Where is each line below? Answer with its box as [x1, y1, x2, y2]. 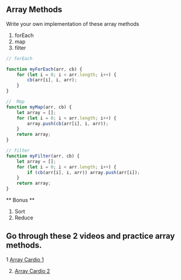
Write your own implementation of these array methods [6, 20, 139, 27]
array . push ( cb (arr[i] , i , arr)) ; [27, 121, 109, 126]
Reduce [14, 214, 33, 221]
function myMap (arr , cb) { [6, 104, 72, 110]
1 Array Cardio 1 [6, 256, 44, 263]
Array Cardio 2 [14, 267, 50, 274]
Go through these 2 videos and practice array [6, 231, 175, 241]
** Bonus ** [6, 196, 35, 204]
